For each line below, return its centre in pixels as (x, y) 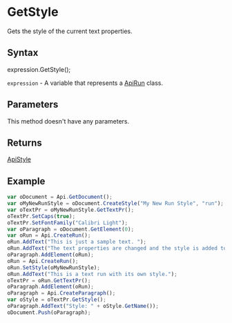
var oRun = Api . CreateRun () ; (49, 235)
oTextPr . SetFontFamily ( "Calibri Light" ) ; (68, 223)
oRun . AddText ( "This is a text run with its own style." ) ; (92, 274)
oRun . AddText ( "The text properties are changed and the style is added (112, 248)
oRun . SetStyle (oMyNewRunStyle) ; (54, 267)
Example (26, 181)
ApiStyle (19, 159)
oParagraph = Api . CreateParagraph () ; (61, 293)
